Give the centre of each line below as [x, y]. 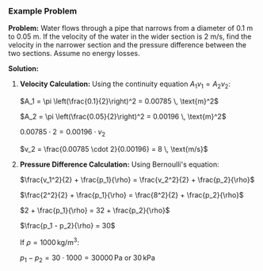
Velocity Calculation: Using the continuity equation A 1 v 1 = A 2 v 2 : [125, 85]
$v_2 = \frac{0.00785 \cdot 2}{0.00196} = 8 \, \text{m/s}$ [114, 149]
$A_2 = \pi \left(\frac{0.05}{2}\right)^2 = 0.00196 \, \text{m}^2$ [123, 117]
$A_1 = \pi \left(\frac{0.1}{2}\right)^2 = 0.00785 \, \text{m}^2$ [119, 101]
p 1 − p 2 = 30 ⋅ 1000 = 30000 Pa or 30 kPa [88, 258]
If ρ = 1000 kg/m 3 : [49, 241]
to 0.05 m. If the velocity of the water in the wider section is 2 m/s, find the [130, 36]
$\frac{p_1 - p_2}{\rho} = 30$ [67, 225]
